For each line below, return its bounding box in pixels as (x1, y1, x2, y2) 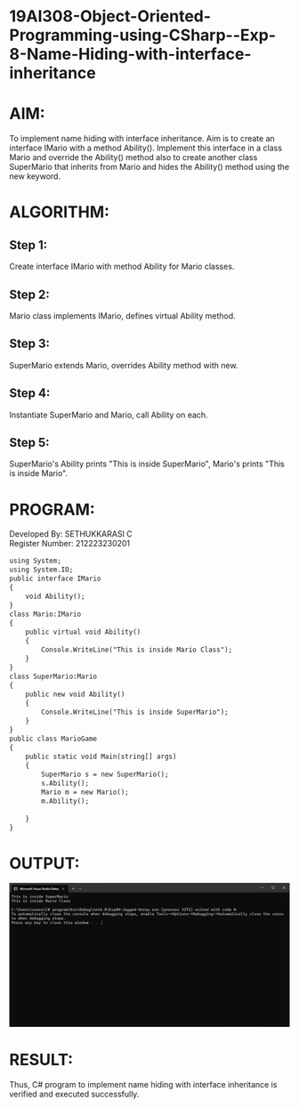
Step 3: (9, 336, 51, 352)
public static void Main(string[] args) (25, 752, 177, 762)
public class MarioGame (9, 734, 98, 744)
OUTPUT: (9, 853, 80, 873)
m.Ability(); (41, 797, 90, 806)
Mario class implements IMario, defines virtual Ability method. (9, 310, 236, 321)
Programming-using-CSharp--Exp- (9, 25, 277, 45)
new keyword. (9, 171, 61, 182)
